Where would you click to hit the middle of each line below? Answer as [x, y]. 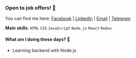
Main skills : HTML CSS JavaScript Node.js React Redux [59, 28]
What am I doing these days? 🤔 [38, 39]
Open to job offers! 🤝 [31, 8]
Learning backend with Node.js [44, 50]
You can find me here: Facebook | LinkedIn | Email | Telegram [68, 19]
